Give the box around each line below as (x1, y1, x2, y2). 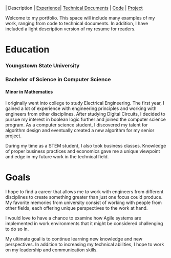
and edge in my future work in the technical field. (5, 154, 109, 160)
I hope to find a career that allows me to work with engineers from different (5, 189, 164, 195)
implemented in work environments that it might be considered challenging (5, 220, 163, 227)
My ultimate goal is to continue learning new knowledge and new (5, 236, 142, 242)
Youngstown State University (5, 62, 80, 69)
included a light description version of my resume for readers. (5, 26, 136, 32)
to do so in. (5, 226, 29, 232)
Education (5, 44, 50, 56)
